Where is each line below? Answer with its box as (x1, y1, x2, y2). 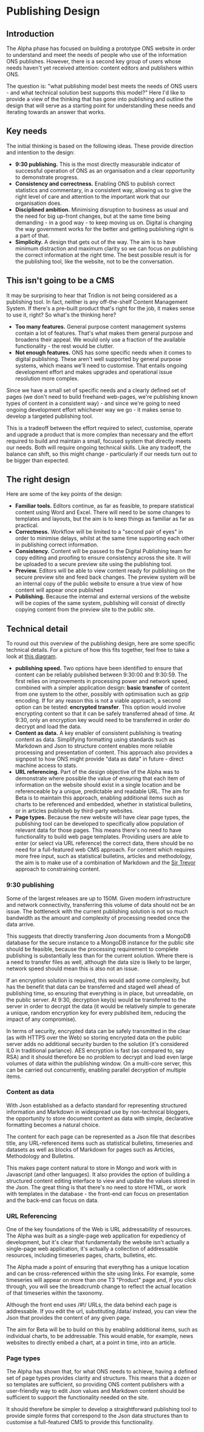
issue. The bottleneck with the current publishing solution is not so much (6, 908, 188, 915)
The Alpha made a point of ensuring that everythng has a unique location (6, 1264, 189, 1271)
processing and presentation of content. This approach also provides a (15, 749, 193, 756)
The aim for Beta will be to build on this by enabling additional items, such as (6, 1326, 198, 1333)
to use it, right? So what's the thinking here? (6, 311, 117, 318)
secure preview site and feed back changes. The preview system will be (15, 573, 196, 581)
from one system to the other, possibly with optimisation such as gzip (15, 690, 189, 698)
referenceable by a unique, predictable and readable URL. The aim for (15, 788, 190, 795)
